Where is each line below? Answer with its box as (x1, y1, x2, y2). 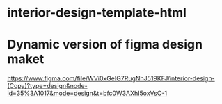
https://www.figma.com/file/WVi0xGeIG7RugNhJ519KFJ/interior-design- (7, 74, 215, 83)
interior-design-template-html (7, 5, 187, 21)
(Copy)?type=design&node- (7, 82, 88, 90)
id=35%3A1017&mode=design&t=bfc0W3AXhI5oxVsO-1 (7, 89, 168, 98)
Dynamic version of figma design (7, 37, 203, 53)
